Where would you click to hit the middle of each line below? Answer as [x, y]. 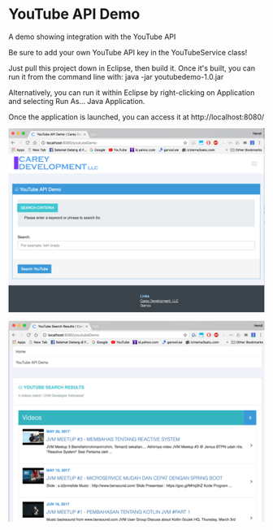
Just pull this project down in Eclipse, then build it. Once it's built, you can [132, 68]
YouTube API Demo [74, 14]
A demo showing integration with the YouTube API [92, 37]
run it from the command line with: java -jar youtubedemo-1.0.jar [116, 76]
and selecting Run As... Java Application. [77, 101]
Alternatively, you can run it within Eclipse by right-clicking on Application [132, 92]
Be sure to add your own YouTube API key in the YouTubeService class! [128, 52]
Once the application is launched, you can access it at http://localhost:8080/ [136, 117]
